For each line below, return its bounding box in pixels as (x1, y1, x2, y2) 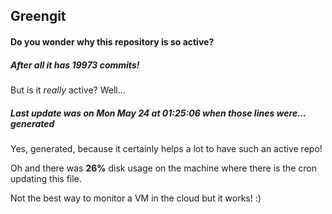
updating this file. (10, 172, 82, 184)
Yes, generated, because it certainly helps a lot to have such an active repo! (10, 142, 323, 154)
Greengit (10, 8, 67, 25)
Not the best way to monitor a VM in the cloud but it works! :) (10, 192, 262, 204)
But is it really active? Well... (10, 84, 126, 96)
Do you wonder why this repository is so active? (10, 35, 215, 48)
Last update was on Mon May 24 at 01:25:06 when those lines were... (10, 107, 307, 119)
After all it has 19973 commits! (10, 59, 140, 71)
